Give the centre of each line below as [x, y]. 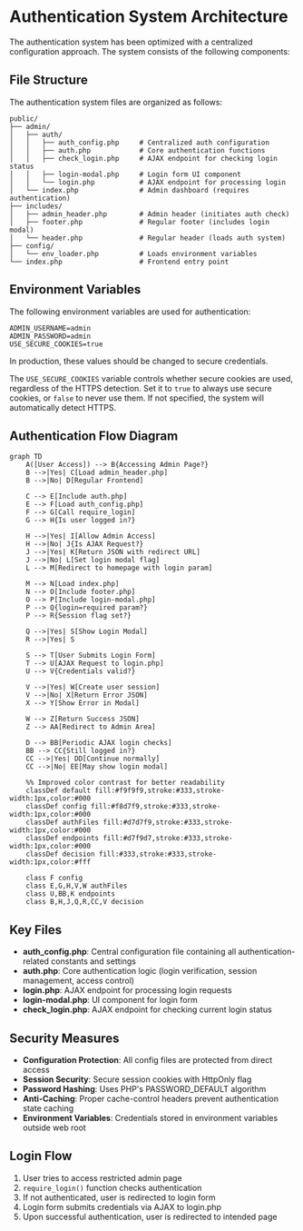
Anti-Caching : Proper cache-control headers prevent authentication [151, 1098]
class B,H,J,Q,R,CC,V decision [85, 902]
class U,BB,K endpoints [71, 894]
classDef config [57, 807]
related [36, 961]
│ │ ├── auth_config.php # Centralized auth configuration [140, 143]
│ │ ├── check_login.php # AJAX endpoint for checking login [144, 158]
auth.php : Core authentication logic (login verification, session [140, 971]
